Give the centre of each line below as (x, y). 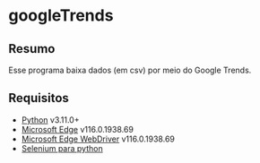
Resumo (32, 49)
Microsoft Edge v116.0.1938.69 (77, 129)
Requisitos (39, 98)
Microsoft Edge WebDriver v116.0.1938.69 (98, 139)
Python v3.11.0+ (50, 120)
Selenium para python (62, 148)
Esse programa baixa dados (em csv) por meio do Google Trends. (130, 70)
